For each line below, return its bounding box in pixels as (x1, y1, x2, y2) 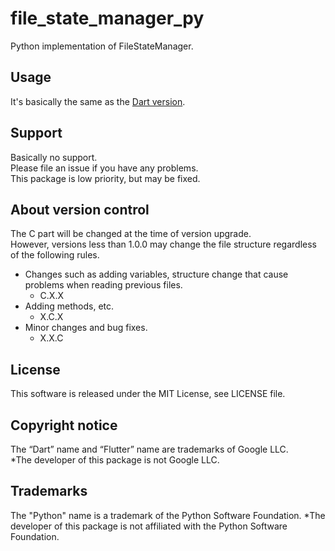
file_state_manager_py (10, 7, 205, 30)
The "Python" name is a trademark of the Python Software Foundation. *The (10, 509, 326, 521)
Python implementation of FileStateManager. (10, 40, 194, 52)
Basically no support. (10, 151, 98, 163)
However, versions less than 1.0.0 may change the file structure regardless (10, 238, 317, 251)
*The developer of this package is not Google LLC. (10, 454, 220, 466)
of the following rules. (10, 249, 100, 261)
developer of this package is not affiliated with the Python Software (10, 520, 288, 532)
